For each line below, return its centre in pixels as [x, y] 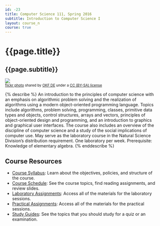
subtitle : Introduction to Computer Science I [53, 18]
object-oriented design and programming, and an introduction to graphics [79, 120]
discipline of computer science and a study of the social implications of [76, 130]
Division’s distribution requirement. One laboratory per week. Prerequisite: [79, 141]
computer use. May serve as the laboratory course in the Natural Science [78, 136]
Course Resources [33, 161]
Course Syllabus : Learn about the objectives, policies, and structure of [82, 173]
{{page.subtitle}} [32, 69]
